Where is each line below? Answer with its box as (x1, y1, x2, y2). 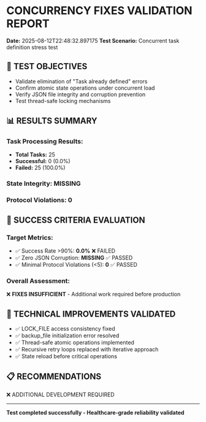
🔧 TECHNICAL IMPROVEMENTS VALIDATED (6, 309, 176, 319)
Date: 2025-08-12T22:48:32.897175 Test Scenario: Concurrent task (6, 37, 180, 44)
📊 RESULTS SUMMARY (6, 116, 97, 126)
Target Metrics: (6, 233, 53, 242)
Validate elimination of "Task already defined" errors (15, 77, 148, 85)
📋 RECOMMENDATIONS (6, 372, 102, 382)
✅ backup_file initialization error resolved (15, 332, 120, 339)
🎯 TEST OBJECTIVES (6, 61, 88, 72)
